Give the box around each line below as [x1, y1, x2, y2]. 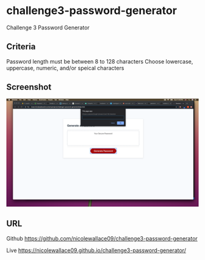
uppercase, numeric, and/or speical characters [6, 64, 124, 71]
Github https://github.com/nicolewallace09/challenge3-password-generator [6, 234, 198, 242]
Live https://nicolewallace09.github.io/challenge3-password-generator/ [6, 247, 186, 254]
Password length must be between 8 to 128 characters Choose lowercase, [6, 57, 193, 65]
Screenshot [6, 82, 52, 92]
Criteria [6, 42, 36, 52]
